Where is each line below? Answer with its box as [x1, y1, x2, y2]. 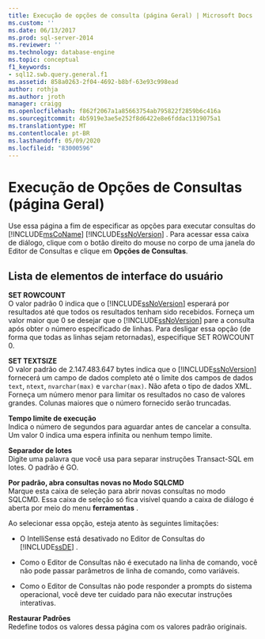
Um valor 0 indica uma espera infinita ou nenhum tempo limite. [8, 431, 213, 440]
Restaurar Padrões [8, 614, 71, 623]
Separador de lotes [8, 446, 73, 455]
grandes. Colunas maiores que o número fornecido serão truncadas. [8, 398, 232, 408]
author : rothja [8, 85, 59, 93]
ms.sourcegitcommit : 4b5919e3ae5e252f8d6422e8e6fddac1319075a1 [8, 115, 221, 123]
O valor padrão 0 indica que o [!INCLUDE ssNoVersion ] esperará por [8, 299, 229, 309]
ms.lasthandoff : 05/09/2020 [8, 136, 101, 145]
